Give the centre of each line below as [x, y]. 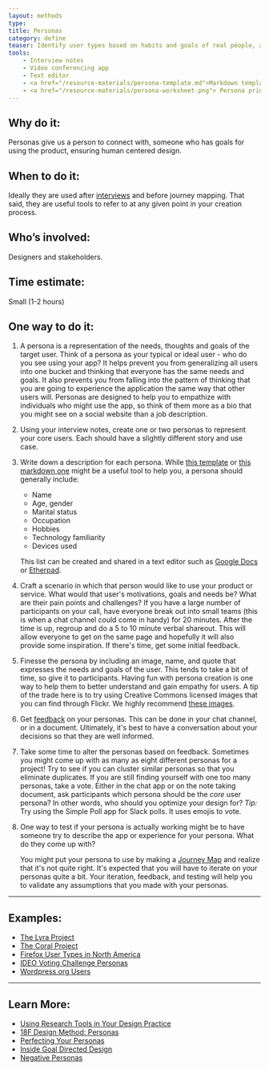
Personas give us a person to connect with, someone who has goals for [126, 142]
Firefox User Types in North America [80, 954]
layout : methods [35, 16]
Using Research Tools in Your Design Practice [95, 1023]
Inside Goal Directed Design [66, 1049]
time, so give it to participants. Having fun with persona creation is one [137, 678]
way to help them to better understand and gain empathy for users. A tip [139, 686]
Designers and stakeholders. [56, 257]
